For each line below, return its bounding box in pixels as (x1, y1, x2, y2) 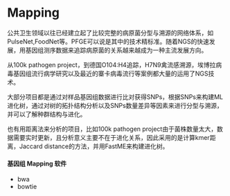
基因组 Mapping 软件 (7, 159, 67, 168)
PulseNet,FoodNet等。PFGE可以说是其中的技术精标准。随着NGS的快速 (7, 37, 209, 46)
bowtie (17, 182, 37, 191)
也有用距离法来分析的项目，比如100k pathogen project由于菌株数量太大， (7, 125, 217, 133)
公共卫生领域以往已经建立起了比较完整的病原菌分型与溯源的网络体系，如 (7, 28, 213, 37)
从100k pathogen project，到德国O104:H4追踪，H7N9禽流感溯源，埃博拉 (7, 60, 216, 69)
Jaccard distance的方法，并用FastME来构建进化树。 (19, 142, 169, 150)
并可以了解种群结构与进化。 (7, 109, 87, 118)
